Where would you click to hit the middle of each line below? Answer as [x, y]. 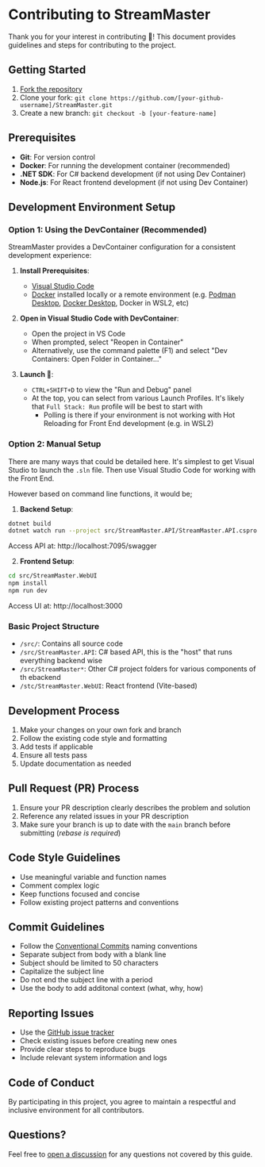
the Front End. [31, 478]
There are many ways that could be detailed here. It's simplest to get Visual [131, 461]
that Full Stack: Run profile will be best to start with [117, 407]
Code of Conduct [52, 1083]
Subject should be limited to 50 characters [89, 963]
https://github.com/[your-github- [167, 98]
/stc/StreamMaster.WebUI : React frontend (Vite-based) [109, 686]
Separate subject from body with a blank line [93, 954]
